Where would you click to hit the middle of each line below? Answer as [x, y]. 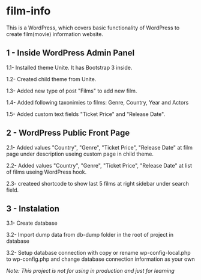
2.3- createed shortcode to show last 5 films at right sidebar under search [97, 183]
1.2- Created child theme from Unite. [51, 79]
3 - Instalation [33, 208]
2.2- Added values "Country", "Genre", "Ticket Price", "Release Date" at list [99, 165]
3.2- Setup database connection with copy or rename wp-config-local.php [98, 253]
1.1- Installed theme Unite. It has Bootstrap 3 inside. [69, 67]
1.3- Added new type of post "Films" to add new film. [72, 91]
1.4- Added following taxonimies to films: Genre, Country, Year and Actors [97, 102]
